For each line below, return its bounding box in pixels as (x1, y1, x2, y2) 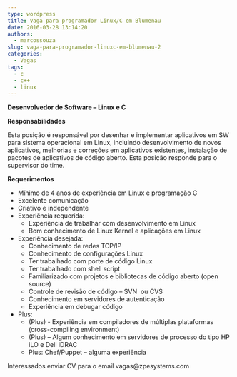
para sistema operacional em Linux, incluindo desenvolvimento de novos (7, 139, 221, 147)
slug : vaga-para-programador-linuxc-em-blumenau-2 (7, 44, 161, 51)
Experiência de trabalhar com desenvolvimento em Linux (28, 219, 196, 228)
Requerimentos (7, 175, 55, 184)
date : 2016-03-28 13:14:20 (7, 24, 88, 31)
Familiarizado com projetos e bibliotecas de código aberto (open (28, 272, 219, 281)
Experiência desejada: (17, 234, 84, 243)
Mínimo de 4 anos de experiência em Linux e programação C (17, 188, 198, 197)
